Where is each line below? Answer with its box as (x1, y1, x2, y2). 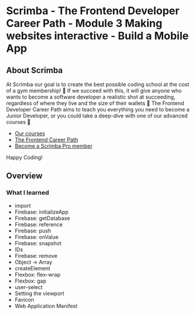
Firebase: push (14, 227, 51, 234)
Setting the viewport (14, 290, 64, 297)
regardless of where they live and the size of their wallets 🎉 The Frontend (6, 100, 184, 107)
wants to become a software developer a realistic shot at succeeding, (6, 93, 175, 100)
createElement (14, 264, 50, 272)
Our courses (14, 130, 45, 137)
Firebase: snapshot (14, 239, 62, 247)
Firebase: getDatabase (14, 214, 70, 222)
